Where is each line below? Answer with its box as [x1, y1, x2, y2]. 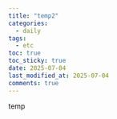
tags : [8, 34, 26, 43]
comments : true [8, 79, 59, 87]
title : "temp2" [8, 11, 59, 20]
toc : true [8, 49, 42, 57]
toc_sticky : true [8, 57, 67, 65]
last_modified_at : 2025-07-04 [8, 72, 110, 80]
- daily [15, 27, 42, 35]
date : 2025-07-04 [8, 64, 67, 72]
